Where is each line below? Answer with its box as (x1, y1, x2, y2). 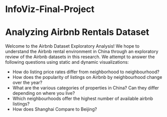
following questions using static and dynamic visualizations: (5, 59, 129, 65)
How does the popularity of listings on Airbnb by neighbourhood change (12, 74, 162, 80)
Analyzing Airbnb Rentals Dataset (5, 27, 149, 38)
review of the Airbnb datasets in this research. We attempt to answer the (5, 54, 155, 60)
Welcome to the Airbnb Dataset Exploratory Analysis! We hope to (5, 43, 139, 49)
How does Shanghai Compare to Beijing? (12, 106, 97, 112)
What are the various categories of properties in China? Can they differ (12, 85, 159, 91)
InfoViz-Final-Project (5, 4, 95, 15)
